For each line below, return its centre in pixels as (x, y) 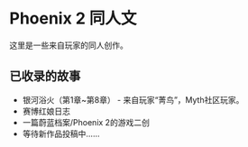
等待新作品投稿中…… (61, 133)
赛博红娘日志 (46, 111)
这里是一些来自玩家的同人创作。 (69, 45)
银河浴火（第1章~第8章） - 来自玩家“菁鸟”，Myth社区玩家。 (133, 99)
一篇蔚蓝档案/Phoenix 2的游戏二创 (86, 122)
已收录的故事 (45, 76)
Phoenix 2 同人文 (73, 18)
